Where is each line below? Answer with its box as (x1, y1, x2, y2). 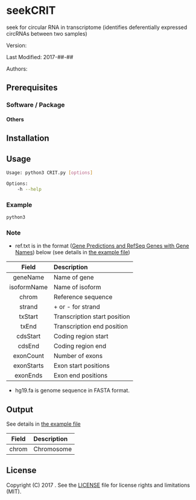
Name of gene (53, 273, 95, 281)
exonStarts (13, 362, 44, 370)
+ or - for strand (53, 303, 101, 311)
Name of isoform (53, 283, 101, 292)
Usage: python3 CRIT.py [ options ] (6, 170, 93, 176)
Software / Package (6, 101, 65, 109)
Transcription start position (53, 312, 130, 321)
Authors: (6, 65, 28, 72)
